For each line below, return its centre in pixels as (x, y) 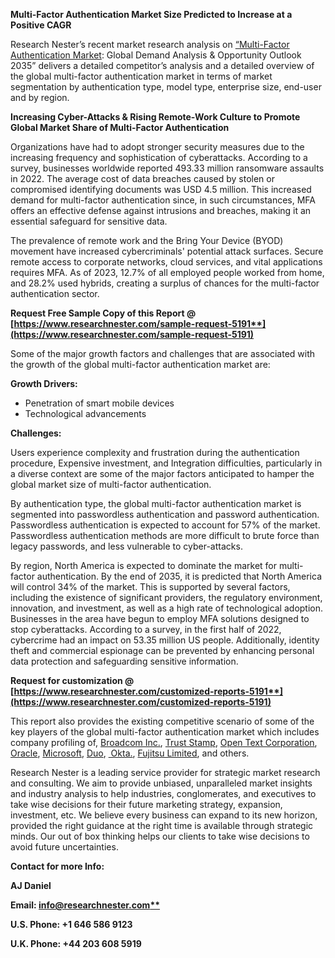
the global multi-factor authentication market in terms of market (141, 76)
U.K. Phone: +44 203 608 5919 (76, 943)
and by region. (40, 97)
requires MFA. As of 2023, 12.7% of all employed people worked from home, (167, 272)
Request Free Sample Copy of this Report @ (103, 313)
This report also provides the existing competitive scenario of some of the (162, 721)
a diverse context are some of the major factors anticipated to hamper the (162, 473)
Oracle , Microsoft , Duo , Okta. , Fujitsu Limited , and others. (130, 753)
